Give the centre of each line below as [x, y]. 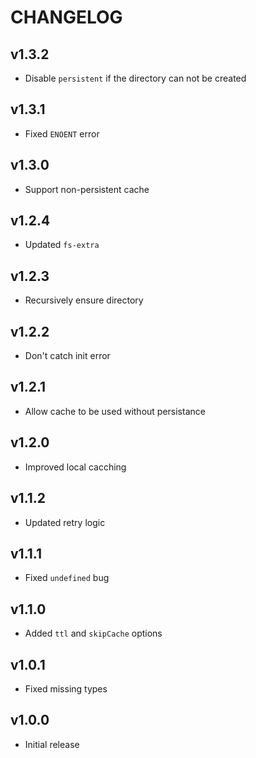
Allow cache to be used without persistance [115, 411]
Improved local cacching [75, 467]
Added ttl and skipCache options [93, 633]
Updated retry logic [65, 522]
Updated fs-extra [62, 245]
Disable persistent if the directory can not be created [135, 78]
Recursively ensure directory [84, 300]
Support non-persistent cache [87, 189]
